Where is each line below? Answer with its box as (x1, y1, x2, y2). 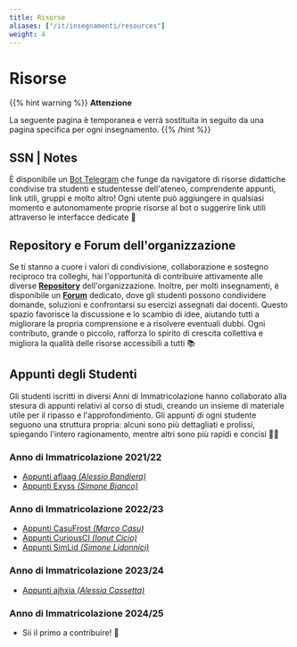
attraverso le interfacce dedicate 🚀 (9, 212, 136, 223)
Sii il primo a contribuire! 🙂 (21, 626, 120, 638)
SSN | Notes (9, 150, 78, 165)
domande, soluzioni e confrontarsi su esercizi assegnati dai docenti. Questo (9, 299, 288, 310)
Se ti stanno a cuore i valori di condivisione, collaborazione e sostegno (9, 261, 269, 272)
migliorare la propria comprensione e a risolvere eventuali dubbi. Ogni (9, 318, 266, 328)
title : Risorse (9, 12, 66, 22)
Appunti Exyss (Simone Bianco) (21, 481, 138, 492)
